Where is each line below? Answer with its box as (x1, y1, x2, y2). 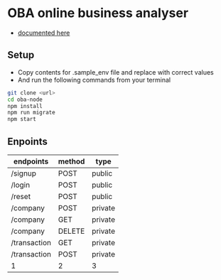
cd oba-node (7, 96, 43, 103)
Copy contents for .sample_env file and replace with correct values (17, 68, 215, 76)
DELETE (58, 226, 85, 236)
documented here (17, 28, 70, 37)
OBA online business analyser (7, 5, 189, 21)
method (58, 156, 85, 166)
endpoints (13, 156, 49, 166)
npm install (7, 102, 43, 109)
